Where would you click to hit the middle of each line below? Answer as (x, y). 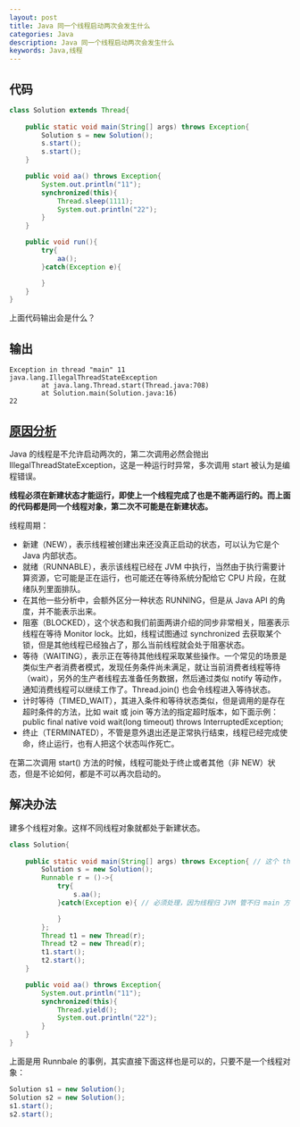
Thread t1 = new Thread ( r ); (93, 935)
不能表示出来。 (73, 611)
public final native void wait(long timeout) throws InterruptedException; (153, 722)
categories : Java (42, 34)
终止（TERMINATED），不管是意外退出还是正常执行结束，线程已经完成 (151, 732)
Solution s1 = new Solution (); (67, 1089)
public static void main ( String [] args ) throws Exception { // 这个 (152, 861)
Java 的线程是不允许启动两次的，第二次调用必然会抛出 (109, 454)
